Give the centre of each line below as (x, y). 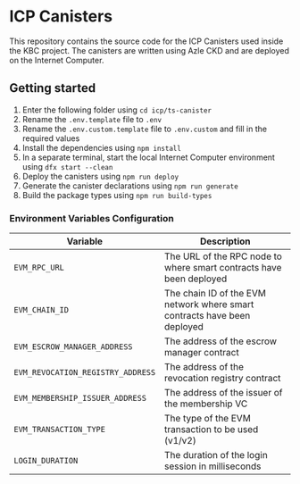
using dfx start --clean (67, 166)
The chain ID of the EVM (215, 294)
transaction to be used (211, 430)
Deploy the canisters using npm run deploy (100, 176)
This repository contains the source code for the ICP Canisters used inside (146, 41)
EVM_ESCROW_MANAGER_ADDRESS (73, 347)
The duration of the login (216, 455)
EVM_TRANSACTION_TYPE (59, 430)
